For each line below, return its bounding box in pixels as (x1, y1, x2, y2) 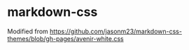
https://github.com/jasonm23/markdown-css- (50, 27, 182, 35)
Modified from (7, 27, 49, 35)
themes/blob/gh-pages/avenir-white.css (7, 34, 124, 42)
